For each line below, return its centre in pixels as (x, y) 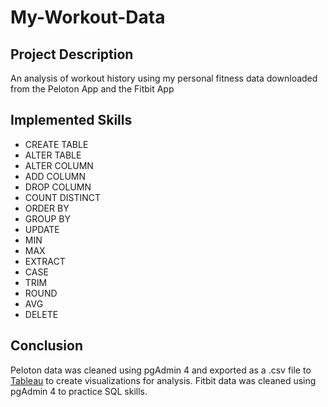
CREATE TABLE (56, 144)
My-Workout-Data (88, 17)
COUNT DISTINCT (63, 197)
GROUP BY (47, 218)
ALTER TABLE (53, 155)
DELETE (41, 314)
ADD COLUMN (55, 176)
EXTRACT (45, 261)
